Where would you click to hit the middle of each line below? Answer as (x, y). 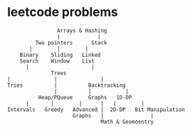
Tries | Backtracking (67, 85)
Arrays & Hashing (82, 31)
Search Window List (57, 61)
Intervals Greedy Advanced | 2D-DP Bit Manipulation (96, 109)
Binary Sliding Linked (60, 55)
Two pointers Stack (71, 42)
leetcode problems (63, 12)
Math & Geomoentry (127, 122)
